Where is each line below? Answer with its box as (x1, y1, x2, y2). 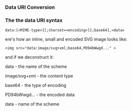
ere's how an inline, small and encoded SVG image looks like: (5, 36, 128, 42)
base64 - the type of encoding (5, 82, 66, 88)
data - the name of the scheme (5, 63, 67, 69)
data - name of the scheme (5, 101, 60, 107)
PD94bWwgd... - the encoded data (5, 92, 75, 98)
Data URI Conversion (5, 4, 55, 11)
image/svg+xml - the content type (5, 73, 73, 79)
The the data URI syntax (5, 16, 63, 23)
